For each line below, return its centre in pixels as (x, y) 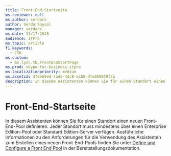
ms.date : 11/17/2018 (27, 34)
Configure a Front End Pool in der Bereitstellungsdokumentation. (73, 148)
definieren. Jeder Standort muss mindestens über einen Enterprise (96, 126)
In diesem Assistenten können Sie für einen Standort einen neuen (74, 121)
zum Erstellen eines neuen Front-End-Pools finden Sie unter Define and (80, 142)
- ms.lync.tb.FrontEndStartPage (44, 62)
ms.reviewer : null (25, 15)
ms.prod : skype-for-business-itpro (43, 67)
